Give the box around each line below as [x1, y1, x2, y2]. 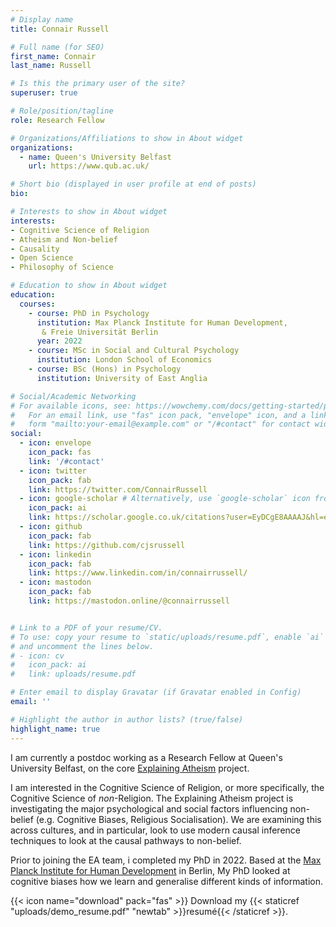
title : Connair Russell [10, 24, 110, 34]
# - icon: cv [10, 651, 65, 661]
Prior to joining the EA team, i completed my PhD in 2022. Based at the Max [10, 854, 322, 866]
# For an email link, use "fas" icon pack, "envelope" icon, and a [10, 410, 307, 420]
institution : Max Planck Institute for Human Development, [36, 317, 288, 328]
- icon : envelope [19, 438, 92, 448]
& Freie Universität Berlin [41, 327, 159, 337]
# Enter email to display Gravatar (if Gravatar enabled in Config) [10, 687, 302, 698]
